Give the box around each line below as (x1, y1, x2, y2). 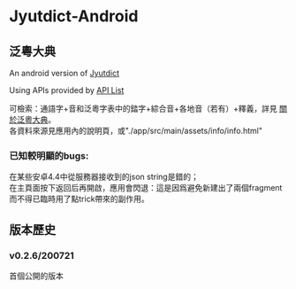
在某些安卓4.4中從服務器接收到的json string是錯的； (9, 171, 199, 183)
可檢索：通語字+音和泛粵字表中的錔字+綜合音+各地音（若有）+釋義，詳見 (9, 104, 278, 113)
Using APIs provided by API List (9, 85, 125, 95)
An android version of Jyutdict (9, 68, 119, 78)
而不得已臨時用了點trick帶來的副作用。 (9, 193, 150, 205)
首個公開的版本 (9, 270, 64, 281)
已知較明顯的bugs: (9, 149, 89, 161)
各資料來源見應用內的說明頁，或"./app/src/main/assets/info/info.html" (9, 126, 263, 136)
